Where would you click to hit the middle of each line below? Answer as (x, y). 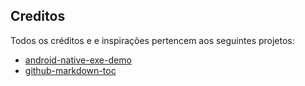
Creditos (38, 16)
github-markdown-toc (70, 70)
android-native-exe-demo (78, 60)
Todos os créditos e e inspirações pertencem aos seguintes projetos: (152, 40)
